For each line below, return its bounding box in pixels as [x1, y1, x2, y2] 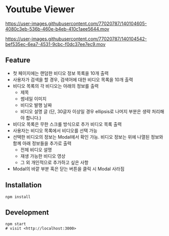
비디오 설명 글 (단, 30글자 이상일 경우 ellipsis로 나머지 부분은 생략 [20, 108, 151, 114]
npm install [5, 194, 31, 199]
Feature [5, 56, 31, 65]
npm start [5, 222, 27, 227]
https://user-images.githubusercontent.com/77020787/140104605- [5, 20, 147, 27]
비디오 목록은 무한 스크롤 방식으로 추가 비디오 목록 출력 [12, 121, 122, 127]
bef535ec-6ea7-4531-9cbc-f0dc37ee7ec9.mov [5, 41, 106, 47]
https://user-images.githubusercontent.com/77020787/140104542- [5, 36, 147, 42]
